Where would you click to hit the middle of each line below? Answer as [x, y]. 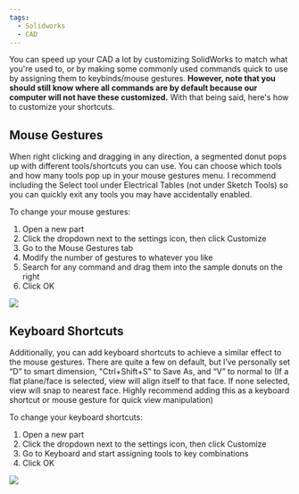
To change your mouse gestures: [70, 212]
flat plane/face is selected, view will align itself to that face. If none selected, [149, 381]
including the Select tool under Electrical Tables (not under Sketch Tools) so [149, 185]
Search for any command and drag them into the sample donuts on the [152, 267]
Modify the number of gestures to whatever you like [117, 258]
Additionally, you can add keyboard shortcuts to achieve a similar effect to [145, 352]
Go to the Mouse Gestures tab [78, 248]
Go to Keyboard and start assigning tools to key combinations [135, 453]
